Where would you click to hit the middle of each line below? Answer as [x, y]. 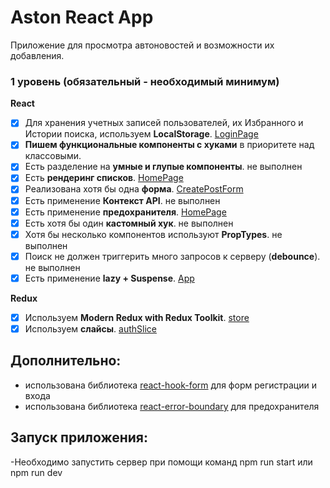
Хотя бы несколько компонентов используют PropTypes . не [153, 234]
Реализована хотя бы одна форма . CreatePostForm [134, 189]
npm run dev [36, 472]
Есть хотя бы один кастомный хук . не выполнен [129, 223]
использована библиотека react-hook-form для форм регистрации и [170, 385]
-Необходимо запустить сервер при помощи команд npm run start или [161, 462]
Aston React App [82, 17]
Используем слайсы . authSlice [90, 328]
